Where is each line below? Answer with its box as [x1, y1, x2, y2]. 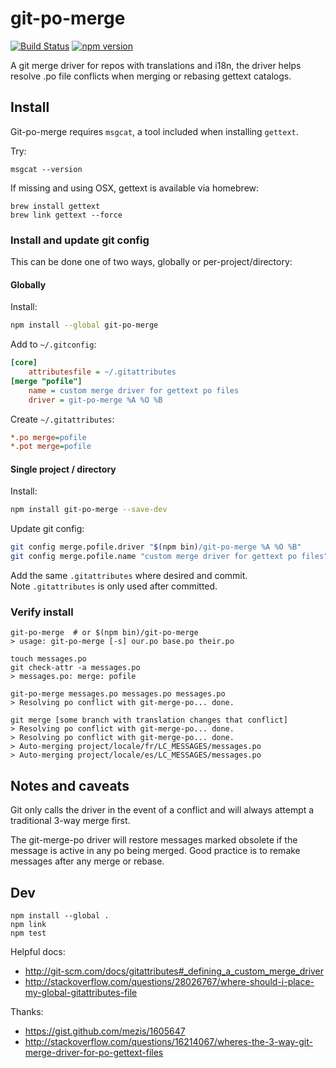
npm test [10, 928, 47, 938]
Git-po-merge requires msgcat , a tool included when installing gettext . [10, 125, 299, 137]
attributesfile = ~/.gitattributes [28, 367, 177, 377]
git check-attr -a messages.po [10, 663, 141, 673]
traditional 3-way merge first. [10, 815, 131, 827]
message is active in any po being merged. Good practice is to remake [10, 845, 301, 857]
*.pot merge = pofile [10, 442, 92, 452]
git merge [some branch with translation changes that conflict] [10, 715, 288, 726]
